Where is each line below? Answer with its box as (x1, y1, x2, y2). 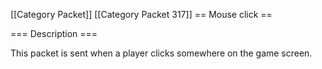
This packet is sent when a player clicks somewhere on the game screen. (10, 47, 313, 59)
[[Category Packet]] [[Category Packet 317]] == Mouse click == (10, 9, 273, 20)
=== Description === (10, 28, 98, 39)
